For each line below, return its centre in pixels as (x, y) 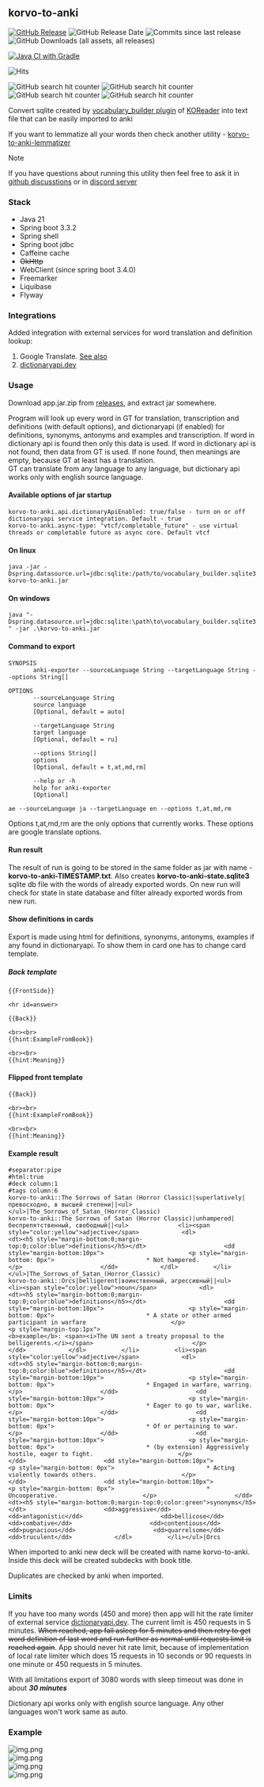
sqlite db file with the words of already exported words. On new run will (124, 884)
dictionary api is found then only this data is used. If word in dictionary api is (132, 443)
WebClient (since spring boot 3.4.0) (77, 270)
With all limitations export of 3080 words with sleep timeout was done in (126, 1679)
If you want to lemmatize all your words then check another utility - (117, 134)
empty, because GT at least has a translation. (82, 460)
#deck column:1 (33, 1184)
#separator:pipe (35, 1170)
